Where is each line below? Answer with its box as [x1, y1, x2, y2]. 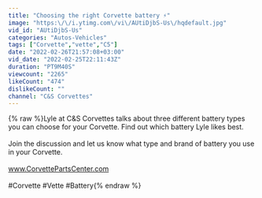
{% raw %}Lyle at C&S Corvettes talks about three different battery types [8, 114, 245, 123]
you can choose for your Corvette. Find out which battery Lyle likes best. [8, 122, 244, 132]
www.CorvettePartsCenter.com [8, 164, 109, 174]
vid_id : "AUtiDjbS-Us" [8, 26, 83, 34]
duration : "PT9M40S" [8, 63, 76, 71]
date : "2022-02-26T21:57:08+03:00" [8, 48, 125, 56]
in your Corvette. [8, 148, 63, 157]
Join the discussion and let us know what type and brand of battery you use [8, 139, 255, 148]
